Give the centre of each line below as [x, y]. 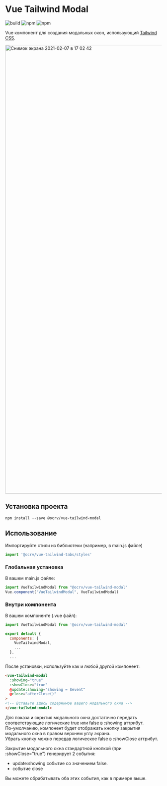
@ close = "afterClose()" [33, 694]
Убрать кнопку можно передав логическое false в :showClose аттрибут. [82, 739]
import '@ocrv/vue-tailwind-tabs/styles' [49, 555]
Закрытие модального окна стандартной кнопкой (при [63, 748]
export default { [23, 634]
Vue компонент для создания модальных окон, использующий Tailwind [81, 32]
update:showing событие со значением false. [60, 763]
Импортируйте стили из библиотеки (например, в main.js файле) [74, 545]
